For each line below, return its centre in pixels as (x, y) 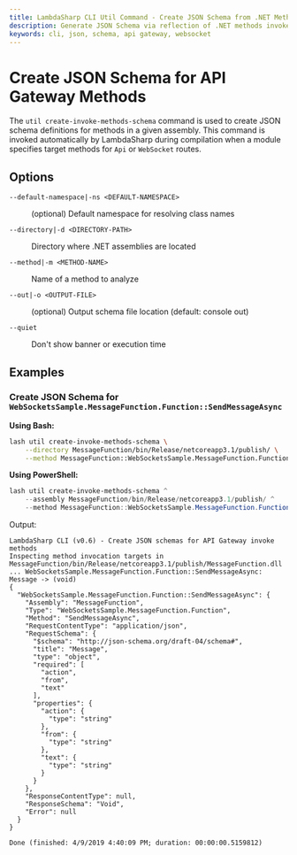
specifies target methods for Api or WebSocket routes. (105, 149)
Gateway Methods (78, 96)
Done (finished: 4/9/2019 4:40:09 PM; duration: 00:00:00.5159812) (136, 843)
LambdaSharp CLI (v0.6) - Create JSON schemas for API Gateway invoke (142, 541)
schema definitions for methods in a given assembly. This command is (137, 130)
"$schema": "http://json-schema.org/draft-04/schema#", (137, 642)
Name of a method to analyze (85, 279)
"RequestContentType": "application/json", (107, 626)
